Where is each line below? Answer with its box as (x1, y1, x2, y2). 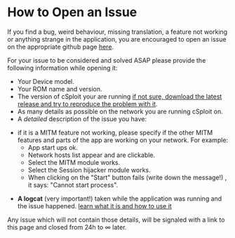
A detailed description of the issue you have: (17, 114, 147, 123)
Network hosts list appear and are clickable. (27, 151, 156, 159)
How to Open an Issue (7, 4, 137, 20)
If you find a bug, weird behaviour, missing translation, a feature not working (7, 27, 228, 36)
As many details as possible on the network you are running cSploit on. (17, 107, 223, 115)
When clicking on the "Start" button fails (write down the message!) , (27, 173, 227, 182)
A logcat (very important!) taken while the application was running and (17, 194, 222, 203)
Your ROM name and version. (17, 84, 103, 93)
